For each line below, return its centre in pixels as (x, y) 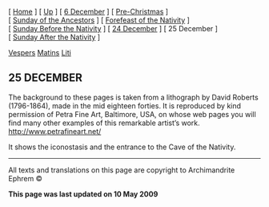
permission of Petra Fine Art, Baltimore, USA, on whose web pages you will (132, 114)
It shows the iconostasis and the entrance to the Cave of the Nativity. (122, 147)
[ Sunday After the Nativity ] (54, 37)
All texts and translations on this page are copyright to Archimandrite (122, 170)
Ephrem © (25, 178)
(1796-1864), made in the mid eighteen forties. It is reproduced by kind (125, 106)
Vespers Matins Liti (40, 53)
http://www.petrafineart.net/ (55, 131)
